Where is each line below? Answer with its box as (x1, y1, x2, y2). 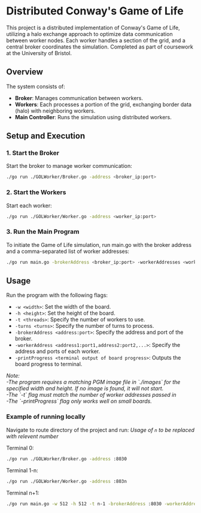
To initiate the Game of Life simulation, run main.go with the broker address (6, 241, 192, 248)
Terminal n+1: (6, 489, 39, 496)
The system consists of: (6, 83, 66, 90)
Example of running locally (6, 412, 86, 421)
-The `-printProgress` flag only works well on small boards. (6, 397, 153, 405)
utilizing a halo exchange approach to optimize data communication (6, 30, 173, 37)
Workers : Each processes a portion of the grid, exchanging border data (14, 101, 192, 108)
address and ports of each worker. (14, 348, 100, 355)
